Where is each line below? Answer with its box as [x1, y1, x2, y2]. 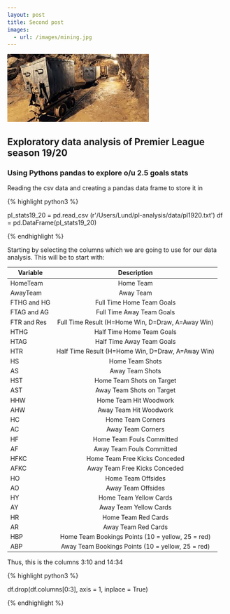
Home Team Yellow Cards [98, 493, 173, 502]
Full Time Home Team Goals [95, 298, 176, 307]
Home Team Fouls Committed [92, 435, 178, 443]
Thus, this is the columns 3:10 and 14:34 [7, 558, 124, 566]
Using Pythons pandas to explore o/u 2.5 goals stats [7, 168, 189, 178]
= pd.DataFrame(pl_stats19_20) [7, 218, 97, 227]
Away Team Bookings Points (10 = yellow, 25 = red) [60, 542, 210, 551]
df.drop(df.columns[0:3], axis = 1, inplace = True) [7, 585, 148, 593]
